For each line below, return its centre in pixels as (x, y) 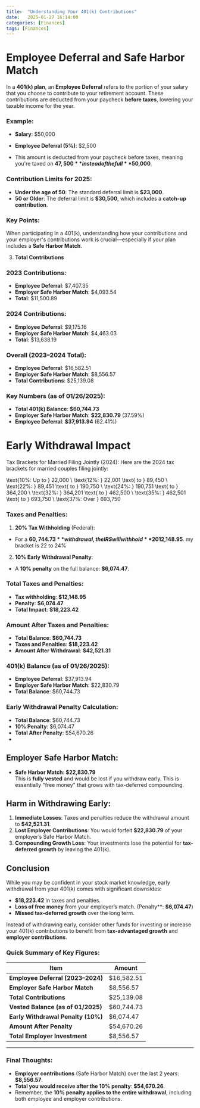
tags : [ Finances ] (28, 28)
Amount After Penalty (41, 1026)
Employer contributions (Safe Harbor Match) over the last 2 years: (97, 1073)
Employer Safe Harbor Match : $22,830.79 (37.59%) (79, 415)
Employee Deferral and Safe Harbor (96, 58)
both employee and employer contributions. (68, 1098)
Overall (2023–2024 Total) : (46, 355)
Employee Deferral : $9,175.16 (51, 327)
